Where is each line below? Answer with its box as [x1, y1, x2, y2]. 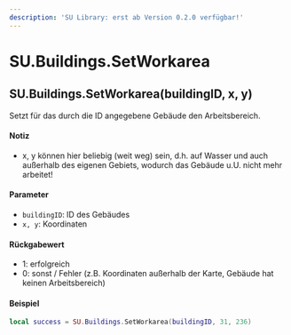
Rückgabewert [9, 239, 65, 250]
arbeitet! [21, 169, 53, 179]
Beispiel [9, 298, 40, 308]
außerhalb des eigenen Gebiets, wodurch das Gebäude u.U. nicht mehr [21, 159, 283, 170]
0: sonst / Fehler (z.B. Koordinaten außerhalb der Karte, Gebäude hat [21, 268, 274, 279]
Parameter [9, 189, 49, 200]
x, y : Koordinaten [21, 219, 88, 229]
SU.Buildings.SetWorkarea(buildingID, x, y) [9, 86, 253, 102]
